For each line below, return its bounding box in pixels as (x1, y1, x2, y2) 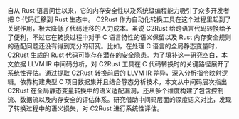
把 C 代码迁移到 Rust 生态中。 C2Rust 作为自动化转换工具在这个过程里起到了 (7, 15, 232, 24)
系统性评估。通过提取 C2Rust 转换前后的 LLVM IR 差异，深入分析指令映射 (7, 68, 222, 77)
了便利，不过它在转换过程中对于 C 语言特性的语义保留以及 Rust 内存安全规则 (7, 33, 232, 41)
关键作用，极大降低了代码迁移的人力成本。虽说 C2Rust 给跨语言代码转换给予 (7, 24, 232, 32)
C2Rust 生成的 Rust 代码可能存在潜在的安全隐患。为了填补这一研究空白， (7, 51, 222, 59)
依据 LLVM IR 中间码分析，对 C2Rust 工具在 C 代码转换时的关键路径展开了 (13, 60, 230, 68)
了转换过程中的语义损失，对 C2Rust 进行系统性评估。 (7, 104, 164, 113)
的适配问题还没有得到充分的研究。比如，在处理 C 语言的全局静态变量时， (7, 42, 222, 50)
